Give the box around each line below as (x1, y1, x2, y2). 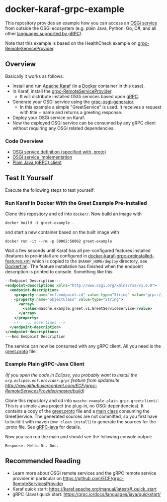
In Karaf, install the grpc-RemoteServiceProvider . (12, 88, 113, 94)
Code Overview (5, 137, 44, 144)
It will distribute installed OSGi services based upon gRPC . (19, 93, 139, 99)
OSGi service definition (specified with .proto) (12, 149, 106, 155)
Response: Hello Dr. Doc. (5, 443, 59, 448)
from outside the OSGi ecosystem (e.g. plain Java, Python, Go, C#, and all (5, 25, 157, 31)
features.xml (5, 258, 31, 264)
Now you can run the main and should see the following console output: (5, 433, 153, 439)
